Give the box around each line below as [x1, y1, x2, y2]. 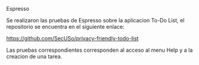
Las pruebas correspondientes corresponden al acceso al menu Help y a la [6, 46, 193, 54]
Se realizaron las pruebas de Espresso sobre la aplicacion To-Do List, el [6, 17, 185, 23]
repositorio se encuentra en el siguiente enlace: [6, 23, 125, 30]
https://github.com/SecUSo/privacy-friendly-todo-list [6, 35, 139, 42]
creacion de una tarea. [6, 53, 62, 60]
